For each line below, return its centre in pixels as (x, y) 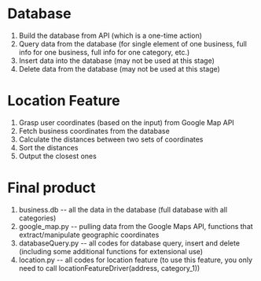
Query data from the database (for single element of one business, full (132, 43)
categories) (37, 218)
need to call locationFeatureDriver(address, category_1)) (109, 268)
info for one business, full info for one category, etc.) (104, 52)
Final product (51, 188)
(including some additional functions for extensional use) (111, 251)
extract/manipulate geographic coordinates (89, 235)
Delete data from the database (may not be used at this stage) (119, 68)
